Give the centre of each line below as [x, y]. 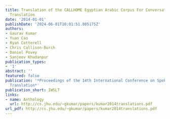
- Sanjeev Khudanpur [27, 57]
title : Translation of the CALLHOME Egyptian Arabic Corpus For [74, 10]
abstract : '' [19, 71]
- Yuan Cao [17, 38]
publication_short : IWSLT [32, 90]
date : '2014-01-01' [26, 19]
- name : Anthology [25, 99]
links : [12, 95]
